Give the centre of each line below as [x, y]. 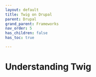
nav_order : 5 [19, 28]
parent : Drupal [21, 19]
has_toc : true [20, 38]
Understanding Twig [48, 67]
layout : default [22, 10]
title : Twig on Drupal [29, 14]
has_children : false [27, 33]
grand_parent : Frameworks [32, 24]
